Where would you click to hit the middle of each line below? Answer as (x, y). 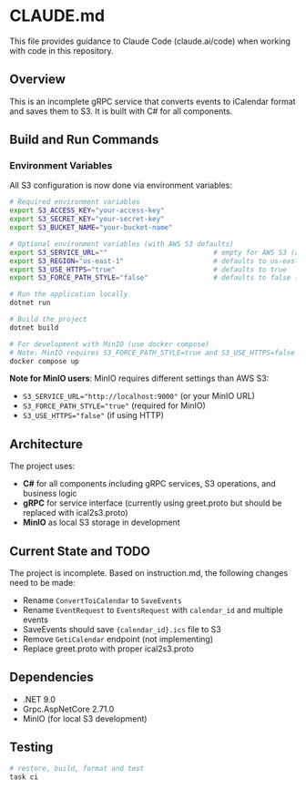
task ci (24, 777)
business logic (50, 494)
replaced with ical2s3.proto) (75, 513)
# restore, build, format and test (77, 768)
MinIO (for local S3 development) (85, 718)
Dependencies (51, 677)
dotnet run (30, 303)
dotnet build (34, 328)
